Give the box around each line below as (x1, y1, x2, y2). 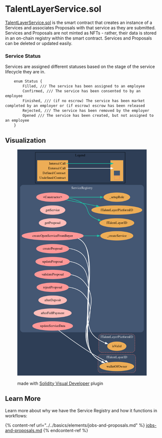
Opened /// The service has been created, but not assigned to (22, 113, 154, 118)
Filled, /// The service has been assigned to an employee (22, 84, 145, 89)
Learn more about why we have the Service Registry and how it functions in (5, 407, 158, 414)
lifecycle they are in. (5, 69, 45, 75)
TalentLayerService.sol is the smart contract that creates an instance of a (5, 20, 152, 25)
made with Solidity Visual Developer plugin (17, 380, 103, 386)
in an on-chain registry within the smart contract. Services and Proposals (5, 35, 152, 41)
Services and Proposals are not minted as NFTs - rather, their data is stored (5, 30, 157, 36)
